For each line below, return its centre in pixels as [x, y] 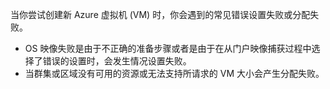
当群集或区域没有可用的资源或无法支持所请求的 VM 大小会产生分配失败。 [174, 73]
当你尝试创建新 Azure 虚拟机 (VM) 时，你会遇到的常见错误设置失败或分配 [160, 14]
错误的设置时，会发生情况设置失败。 [117, 61]
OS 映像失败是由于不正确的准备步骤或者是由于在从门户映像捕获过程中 [168, 48]
